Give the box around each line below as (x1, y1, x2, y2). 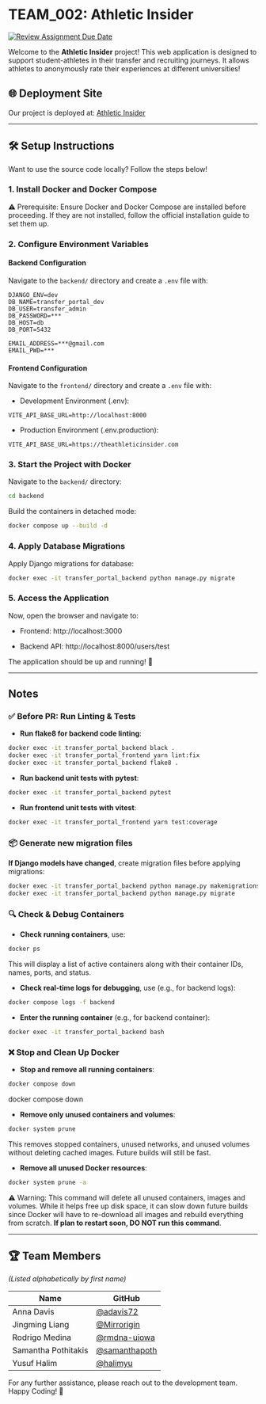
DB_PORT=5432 (8, 325, 51, 333)
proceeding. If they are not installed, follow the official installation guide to (8, 210, 249, 219)
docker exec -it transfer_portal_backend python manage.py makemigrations (8, 882, 260, 890)
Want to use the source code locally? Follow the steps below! (8, 164, 208, 173)
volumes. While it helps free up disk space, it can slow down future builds (8, 1201, 249, 1211)
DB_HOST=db (8, 318, 44, 326)
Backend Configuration (8, 258, 87, 268)
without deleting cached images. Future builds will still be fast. (8, 1147, 211, 1157)
